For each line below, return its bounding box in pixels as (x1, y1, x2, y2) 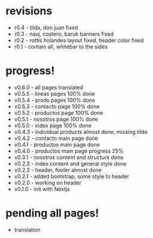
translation (14, 226, 41, 233)
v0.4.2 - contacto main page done (14, 135, 98, 142)
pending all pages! (5, 206, 99, 220)
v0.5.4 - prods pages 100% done (14, 96, 96, 103)
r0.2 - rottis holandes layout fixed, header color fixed (14, 36, 144, 44)
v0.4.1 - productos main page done (14, 141, 100, 148)
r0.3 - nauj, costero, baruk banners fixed (14, 30, 114, 37)
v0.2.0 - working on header (14, 179, 82, 186)
